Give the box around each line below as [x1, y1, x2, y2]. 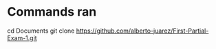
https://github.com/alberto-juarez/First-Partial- [76, 27, 209, 35]
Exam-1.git [7, 33, 37, 42]
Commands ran [7, 4, 97, 20]
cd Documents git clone [7, 27, 75, 35]
